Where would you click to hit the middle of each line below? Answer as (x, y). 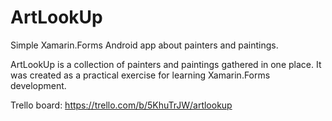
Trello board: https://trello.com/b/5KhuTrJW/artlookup (121, 105)
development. (38, 85)
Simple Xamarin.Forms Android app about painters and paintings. (144, 45)
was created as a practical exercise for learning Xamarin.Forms (140, 75)
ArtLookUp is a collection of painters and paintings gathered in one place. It (166, 64)
